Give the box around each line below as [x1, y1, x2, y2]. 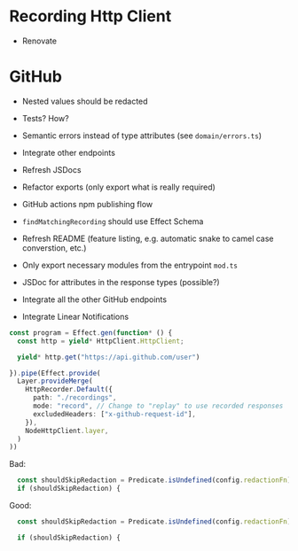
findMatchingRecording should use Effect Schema [21, 215, 204, 227]
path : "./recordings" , [32, 393, 117, 402]
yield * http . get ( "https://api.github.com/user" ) [17, 353, 200, 361]
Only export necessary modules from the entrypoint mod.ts [21, 260, 238, 270]
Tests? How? [21, 113, 69, 123]
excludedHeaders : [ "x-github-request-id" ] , [32, 409, 197, 418]
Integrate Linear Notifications [21, 311, 129, 322]
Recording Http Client [9, 6, 172, 27]
